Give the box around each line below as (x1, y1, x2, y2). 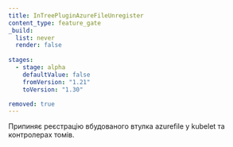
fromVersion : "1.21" (22, 78, 91, 86)
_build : (8, 26, 34, 34)
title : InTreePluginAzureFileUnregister (8, 11, 145, 20)
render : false (15, 41, 62, 49)
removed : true (8, 100, 56, 108)
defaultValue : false (22, 71, 91, 79)
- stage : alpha (15, 64, 66, 72)
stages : (8, 56, 34, 64)
